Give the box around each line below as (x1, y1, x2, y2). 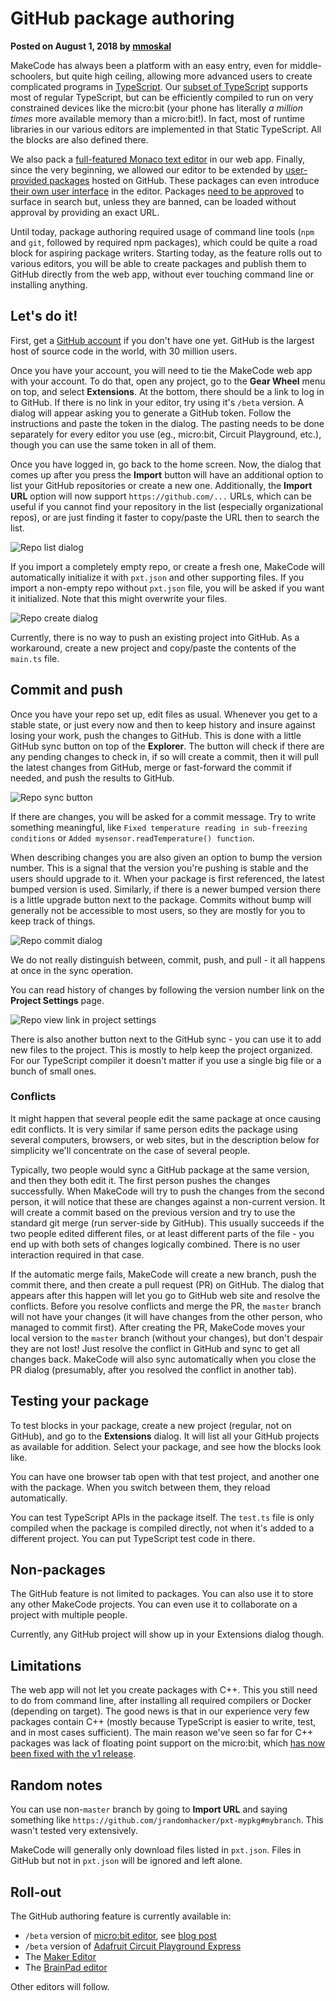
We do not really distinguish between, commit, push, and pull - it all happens (10, 953, 326, 966)
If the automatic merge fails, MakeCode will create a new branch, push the (10, 1268, 317, 1280)
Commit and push (10, 682, 123, 699)
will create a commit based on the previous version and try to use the (10, 1206, 296, 1218)
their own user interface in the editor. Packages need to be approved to (10, 185, 305, 197)
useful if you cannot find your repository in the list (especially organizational (10, 500, 324, 512)
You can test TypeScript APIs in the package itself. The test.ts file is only (10, 1511, 315, 1523)
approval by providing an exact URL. (10, 206, 160, 218)
